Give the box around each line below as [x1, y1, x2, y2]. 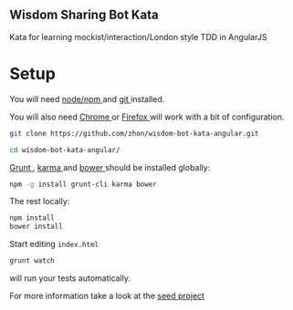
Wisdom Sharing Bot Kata [9, 7, 159, 23]
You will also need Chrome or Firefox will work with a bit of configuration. [9, 111, 285, 122]
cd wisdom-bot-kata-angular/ [9, 145, 120, 154]
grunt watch [9, 256, 55, 265]
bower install [9, 222, 64, 232]
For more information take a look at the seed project [9, 291, 205, 301]
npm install [9, 213, 55, 222]
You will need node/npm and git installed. [9, 93, 165, 104]
